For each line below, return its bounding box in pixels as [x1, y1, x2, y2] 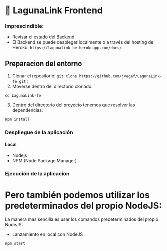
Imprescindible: [5, 23, 44, 30]
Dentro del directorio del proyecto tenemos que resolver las [12, 102, 135, 108]
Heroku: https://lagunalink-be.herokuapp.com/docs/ [12, 45, 122, 51]
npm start [5, 241, 26, 246]
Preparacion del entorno [5, 59, 82, 68]
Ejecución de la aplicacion [5, 170, 70, 177]
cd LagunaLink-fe [5, 93, 41, 98]
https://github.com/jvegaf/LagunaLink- [79, 74, 162, 79]
